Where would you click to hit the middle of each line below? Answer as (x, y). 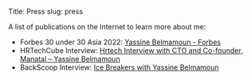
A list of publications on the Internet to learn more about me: (107, 27)
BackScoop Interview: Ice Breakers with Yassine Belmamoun (119, 67)
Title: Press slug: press (46, 11)
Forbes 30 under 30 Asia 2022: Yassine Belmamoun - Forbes (120, 42)
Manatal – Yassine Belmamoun (70, 59)
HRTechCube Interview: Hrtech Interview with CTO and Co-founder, (131, 50)
